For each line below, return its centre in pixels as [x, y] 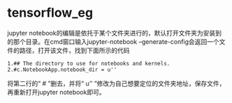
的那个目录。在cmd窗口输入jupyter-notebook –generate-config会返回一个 [114, 41]
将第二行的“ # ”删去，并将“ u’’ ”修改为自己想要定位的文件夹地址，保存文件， [116, 83]
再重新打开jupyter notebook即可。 [57, 92]
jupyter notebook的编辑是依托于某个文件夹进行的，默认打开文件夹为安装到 [115, 33]
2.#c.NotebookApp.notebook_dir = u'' [62, 70]
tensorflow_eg [50, 13]
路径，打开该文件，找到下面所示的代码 [74, 50]
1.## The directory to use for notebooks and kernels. [89, 63]
